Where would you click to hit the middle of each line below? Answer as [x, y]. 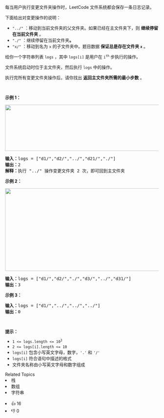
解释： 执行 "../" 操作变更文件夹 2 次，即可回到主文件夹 [65, 171]
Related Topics [20, 374]
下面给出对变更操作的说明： [33, 18]
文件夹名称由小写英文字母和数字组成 [49, 365]
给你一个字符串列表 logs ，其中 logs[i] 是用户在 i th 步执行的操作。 [73, 57]
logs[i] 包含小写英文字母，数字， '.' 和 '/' [56, 352]
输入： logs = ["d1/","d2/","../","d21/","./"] [61, 159]
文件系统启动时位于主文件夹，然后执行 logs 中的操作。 [60, 67]
